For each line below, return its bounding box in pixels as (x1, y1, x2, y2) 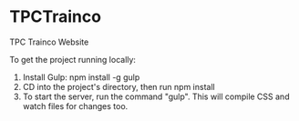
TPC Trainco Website (9, 36, 89, 47)
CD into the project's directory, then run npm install (22, 81, 216, 92)
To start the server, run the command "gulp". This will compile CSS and (22, 91, 290, 102)
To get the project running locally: (9, 54, 137, 65)
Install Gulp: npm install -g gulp (22, 71, 140, 83)
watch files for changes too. (22, 100, 129, 111)
